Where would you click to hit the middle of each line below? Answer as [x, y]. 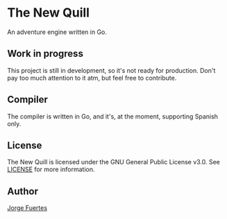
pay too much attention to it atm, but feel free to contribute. [92, 78]
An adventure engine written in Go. [57, 32]
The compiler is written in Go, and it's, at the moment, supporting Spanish [113, 116]
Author [23, 191]
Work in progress [45, 54]
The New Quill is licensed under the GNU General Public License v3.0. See [114, 162]
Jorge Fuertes [27, 208]
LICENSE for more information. [51, 169]
